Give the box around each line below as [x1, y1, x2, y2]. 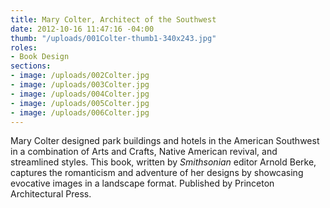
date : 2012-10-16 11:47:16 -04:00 [10, 24, 155, 34]
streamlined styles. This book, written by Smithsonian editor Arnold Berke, [10, 156, 317, 168]
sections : [10, 61, 52, 71]
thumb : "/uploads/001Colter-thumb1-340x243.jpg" [10, 33, 217, 43]
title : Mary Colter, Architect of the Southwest [10, 14, 217, 25]
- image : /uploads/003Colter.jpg [10, 80, 150, 90]
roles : [10, 42, 38, 53]
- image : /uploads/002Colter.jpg [10, 71, 150, 81]
